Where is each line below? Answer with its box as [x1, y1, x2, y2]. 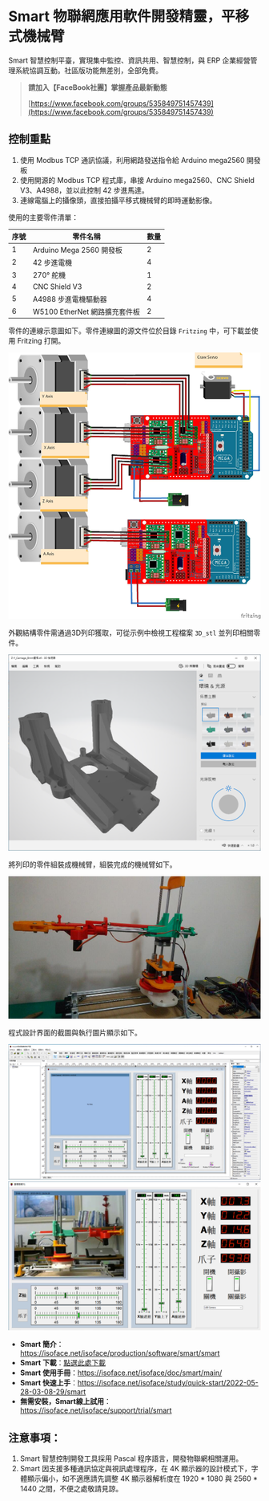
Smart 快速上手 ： [19, 1378, 78, 1388]
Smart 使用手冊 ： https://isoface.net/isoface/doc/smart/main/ [19, 1368, 223, 1377]
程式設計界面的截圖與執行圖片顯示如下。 [8, 1028, 142, 1038]
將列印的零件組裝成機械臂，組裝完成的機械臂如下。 [8, 860, 177, 869]
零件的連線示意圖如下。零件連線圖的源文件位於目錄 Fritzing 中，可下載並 [8, 326, 252, 336]
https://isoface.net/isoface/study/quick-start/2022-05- [77, 1378, 259, 1388]
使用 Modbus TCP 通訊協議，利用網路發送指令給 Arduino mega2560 [19, 155, 245, 165]
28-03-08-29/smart [19, 1387, 86, 1397]
